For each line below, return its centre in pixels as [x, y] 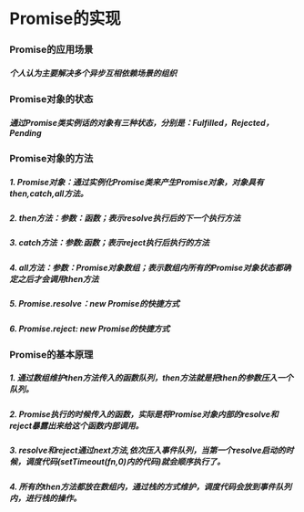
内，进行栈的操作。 [46, 497]
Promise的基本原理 [51, 354]
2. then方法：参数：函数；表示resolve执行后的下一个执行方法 [125, 218]
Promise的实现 [65, 19]
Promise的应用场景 [51, 49]
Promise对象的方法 [51, 159]
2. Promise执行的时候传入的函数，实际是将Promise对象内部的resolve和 [144, 414]
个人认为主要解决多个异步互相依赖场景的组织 [93, 73]
